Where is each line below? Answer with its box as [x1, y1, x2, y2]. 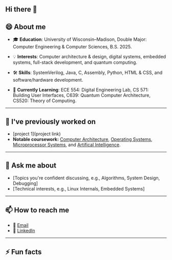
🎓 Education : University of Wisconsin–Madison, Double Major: [12, 36, 147, 42]
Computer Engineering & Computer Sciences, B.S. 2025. [12, 44, 132, 50]
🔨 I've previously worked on [5, 117, 96, 126]
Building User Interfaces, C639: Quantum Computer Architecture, [12, 92, 151, 99]
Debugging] [12, 180, 38, 186]
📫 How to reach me [5, 206, 70, 215]
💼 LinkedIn [12, 227, 35, 233]
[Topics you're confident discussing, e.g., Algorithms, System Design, [12, 175, 160, 181]
